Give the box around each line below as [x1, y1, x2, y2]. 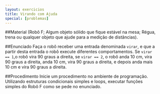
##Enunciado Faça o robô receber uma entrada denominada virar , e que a [5, 44, 155, 50]
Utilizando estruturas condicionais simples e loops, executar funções [5, 79, 143, 84]
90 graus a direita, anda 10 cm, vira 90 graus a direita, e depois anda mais [5, 59, 153, 65]
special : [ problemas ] [5, 16, 49, 21]
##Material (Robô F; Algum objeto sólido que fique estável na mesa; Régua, [5, 29, 156, 35]
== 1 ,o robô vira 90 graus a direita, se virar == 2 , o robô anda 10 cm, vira [5, 54, 152, 60]
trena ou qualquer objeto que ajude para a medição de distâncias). [5, 34, 138, 40]
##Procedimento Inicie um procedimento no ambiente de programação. [5, 73, 148, 80]
